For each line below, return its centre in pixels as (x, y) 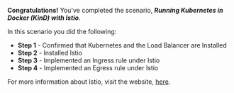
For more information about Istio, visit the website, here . (89, 82)
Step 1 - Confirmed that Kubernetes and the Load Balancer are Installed (122, 45)
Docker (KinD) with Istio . (44, 18)
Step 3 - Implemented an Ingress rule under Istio (89, 60)
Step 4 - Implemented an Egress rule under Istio (88, 68)
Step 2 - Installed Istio (50, 53)
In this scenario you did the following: (62, 32)
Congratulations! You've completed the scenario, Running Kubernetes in (115, 10)
